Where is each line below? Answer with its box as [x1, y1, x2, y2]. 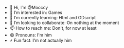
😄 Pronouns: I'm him [9, 32, 52, 38]
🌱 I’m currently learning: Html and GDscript [9, 15, 96, 20]
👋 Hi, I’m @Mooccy [9, 5, 48, 10]
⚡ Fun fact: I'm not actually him [9, 37, 72, 43]
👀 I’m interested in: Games [9, 10, 62, 15]
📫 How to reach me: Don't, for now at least [9, 25, 97, 31]
